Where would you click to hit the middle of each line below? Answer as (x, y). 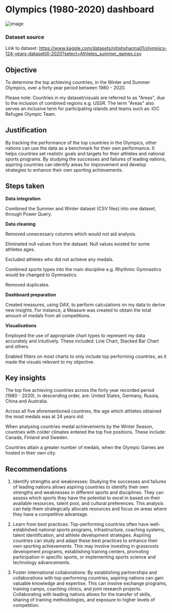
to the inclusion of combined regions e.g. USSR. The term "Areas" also (80, 103)
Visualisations (21, 326)
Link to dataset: (22, 48)
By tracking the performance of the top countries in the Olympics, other (81, 142)
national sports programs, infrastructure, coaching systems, (102, 530)
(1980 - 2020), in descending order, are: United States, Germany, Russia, (82, 396)
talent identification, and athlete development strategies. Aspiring (82, 535)
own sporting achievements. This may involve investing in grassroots (86, 546)
